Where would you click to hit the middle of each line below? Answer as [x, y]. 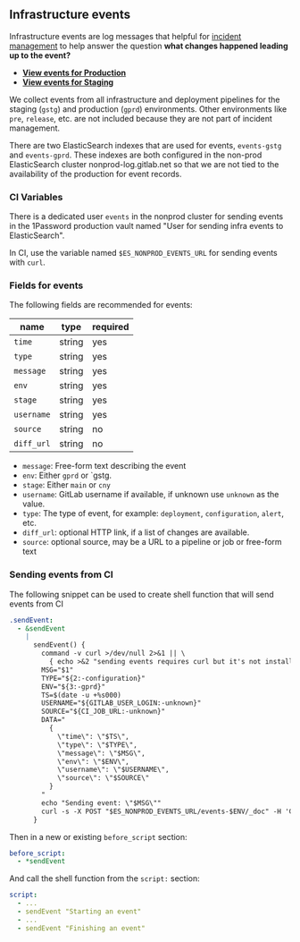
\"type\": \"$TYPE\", [97, 745]
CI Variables [36, 197]
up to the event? [40, 55]
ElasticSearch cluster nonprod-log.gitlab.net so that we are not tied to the [144, 164]
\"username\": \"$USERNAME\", [113, 770]
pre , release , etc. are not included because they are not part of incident [141, 118]
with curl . [28, 262]
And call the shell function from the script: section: [105, 878]
